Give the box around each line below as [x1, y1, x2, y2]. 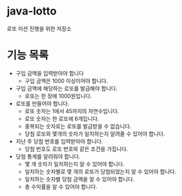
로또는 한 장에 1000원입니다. [24, 92, 93, 99]
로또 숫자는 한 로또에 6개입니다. [24, 115, 99, 122]
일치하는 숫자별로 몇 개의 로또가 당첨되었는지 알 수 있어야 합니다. [24, 168, 177, 175]
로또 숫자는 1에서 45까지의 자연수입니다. [24, 107, 120, 114]
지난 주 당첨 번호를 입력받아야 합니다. [15, 137, 103, 145]
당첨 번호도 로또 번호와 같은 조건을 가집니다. [24, 145, 128, 152]
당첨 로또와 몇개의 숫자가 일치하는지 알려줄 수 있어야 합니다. [24, 130, 166, 137]
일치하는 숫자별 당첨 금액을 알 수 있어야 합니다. [24, 175, 135, 183]
